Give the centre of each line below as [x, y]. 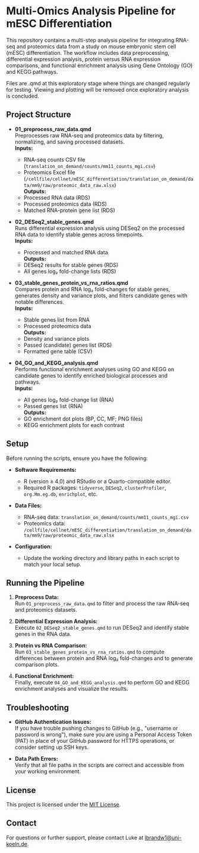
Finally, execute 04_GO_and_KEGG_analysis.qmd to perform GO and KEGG [102, 683]
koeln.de [17, 843]
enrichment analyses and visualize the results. [71, 689]
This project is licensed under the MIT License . [64, 804]
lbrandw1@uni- [163, 838]
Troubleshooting [38, 707]
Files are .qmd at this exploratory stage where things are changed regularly [98, 83]
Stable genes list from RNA [57, 319]
